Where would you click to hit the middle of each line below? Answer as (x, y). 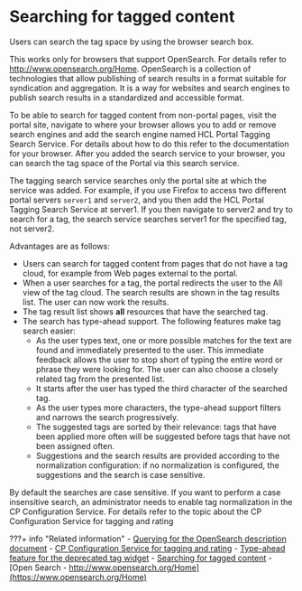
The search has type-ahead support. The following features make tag (151, 321)
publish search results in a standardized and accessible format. (127, 98)
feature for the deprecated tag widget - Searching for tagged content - (141, 558)
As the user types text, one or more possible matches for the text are (164, 340)
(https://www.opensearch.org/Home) (78, 577)
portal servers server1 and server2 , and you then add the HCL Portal (137, 200)
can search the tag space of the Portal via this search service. (125, 163)
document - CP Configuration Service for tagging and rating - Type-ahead (147, 548)
